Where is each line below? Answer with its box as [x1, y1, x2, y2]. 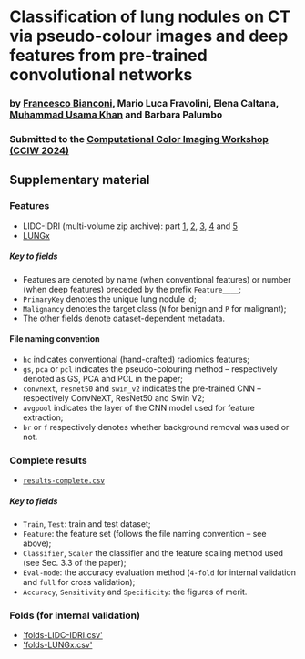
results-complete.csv [22, 477, 105, 486]
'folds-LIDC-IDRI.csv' [22, 630, 103, 641]
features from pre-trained [9, 46, 208, 66]
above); [22, 538, 52, 549]
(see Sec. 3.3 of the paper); [22, 558, 127, 569]
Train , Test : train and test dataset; [22, 519, 151, 530]
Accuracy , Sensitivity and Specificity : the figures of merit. [22, 586, 248, 598]
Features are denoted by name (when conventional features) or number [22, 273, 291, 284]
